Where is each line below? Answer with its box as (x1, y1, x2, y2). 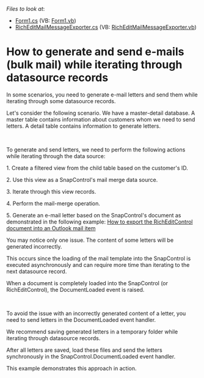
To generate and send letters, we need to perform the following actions (6, 146, 186, 153)
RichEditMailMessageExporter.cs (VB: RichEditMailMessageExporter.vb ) (15, 24, 197, 31)
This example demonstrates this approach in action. (6, 365, 137, 372)
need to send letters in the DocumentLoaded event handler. (6, 316, 156, 323)
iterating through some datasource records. (6, 97, 116, 104)
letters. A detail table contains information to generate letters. (6, 122, 161, 129)
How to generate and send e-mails (6, 45, 184, 59)
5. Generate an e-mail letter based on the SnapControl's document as (6, 211, 181, 219)
